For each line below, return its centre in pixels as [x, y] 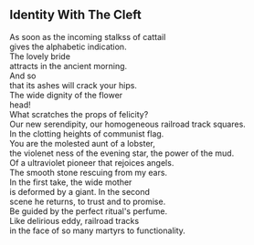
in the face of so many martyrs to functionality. [97, 230]
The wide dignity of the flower [66, 95]
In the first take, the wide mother [71, 182]
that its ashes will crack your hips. [73, 85]
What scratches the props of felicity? [79, 114]
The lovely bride [40, 56]
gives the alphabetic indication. [68, 46]
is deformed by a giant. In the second [80, 191]
